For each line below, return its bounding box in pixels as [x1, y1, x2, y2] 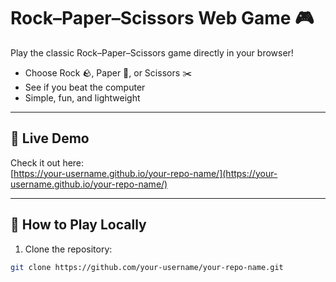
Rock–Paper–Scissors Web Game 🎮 [10, 7, 315, 30]
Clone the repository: [24, 243, 113, 255]
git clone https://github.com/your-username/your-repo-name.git [10, 262, 284, 272]
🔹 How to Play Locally [10, 216, 147, 234]
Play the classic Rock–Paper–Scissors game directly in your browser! [10, 46, 294, 59]
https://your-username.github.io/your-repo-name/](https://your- [13, 167, 278, 179]
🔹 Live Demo [10, 130, 90, 147]
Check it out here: [10, 156, 85, 169]
